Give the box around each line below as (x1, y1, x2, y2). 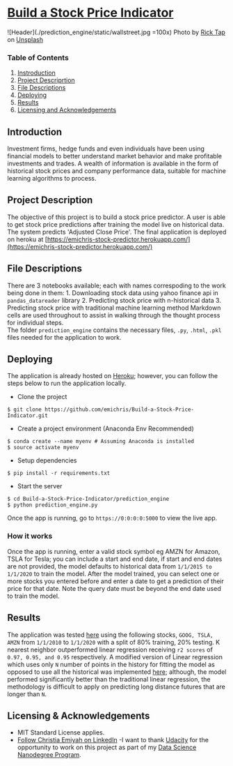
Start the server (17, 482, 63, 490)
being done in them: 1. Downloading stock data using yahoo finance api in (7, 288, 219, 297)
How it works (7, 532, 53, 541)
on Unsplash (7, 35, 44, 43)
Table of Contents (7, 52, 70, 62)
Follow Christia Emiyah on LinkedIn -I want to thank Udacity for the (17, 736, 209, 744)
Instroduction (17, 68, 56, 77)
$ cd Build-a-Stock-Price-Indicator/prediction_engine (7, 495, 170, 503)
